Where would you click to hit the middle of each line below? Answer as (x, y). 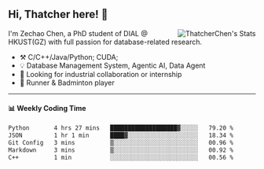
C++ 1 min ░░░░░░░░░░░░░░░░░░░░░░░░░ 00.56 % (121, 157)
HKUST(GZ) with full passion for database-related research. (105, 42)
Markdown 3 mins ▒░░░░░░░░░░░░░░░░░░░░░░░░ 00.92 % (121, 150)
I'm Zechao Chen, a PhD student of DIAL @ (78, 33)
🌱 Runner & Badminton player (67, 83)
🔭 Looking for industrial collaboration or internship (101, 74)
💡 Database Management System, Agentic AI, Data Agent (112, 65)
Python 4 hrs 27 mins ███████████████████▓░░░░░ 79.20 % (121, 128)
